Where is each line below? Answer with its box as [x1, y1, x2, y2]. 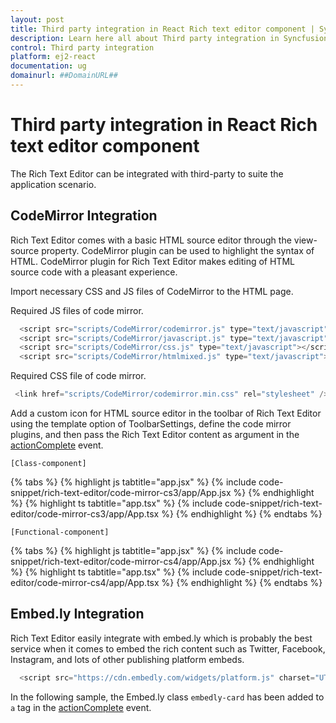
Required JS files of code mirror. [10, 304, 144, 316]
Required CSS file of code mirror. [10, 370, 147, 382]
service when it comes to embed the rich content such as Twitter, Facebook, [10, 642, 326, 655]
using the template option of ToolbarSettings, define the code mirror [10, 418, 292, 430]
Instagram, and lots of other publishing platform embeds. [10, 653, 245, 665]
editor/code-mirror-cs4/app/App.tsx [10, 577, 160, 588]
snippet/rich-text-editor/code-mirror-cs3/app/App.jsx [10, 487, 232, 498]
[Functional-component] [10, 527, 110, 537]
